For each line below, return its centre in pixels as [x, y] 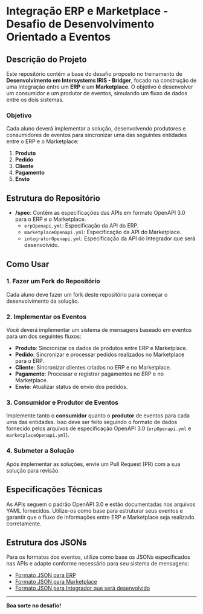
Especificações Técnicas [54, 490]
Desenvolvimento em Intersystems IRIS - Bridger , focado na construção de [101, 80]
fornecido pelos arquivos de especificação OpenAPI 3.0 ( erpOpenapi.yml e [99, 428]
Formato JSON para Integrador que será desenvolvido [82, 588]
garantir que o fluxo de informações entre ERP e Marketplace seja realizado [100, 517]
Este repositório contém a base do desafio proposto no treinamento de [94, 74]
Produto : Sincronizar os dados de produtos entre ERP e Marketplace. [101, 348]
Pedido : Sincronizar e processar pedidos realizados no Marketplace [100, 355]
